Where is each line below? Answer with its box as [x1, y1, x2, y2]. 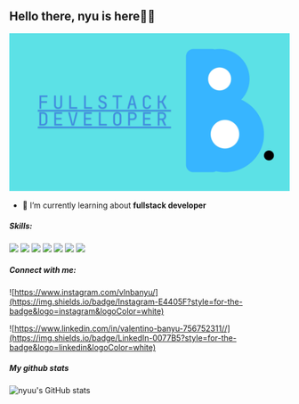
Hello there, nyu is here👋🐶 [9, 9, 156, 24]
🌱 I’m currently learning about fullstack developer [21, 200, 206, 210]
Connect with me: [9, 264, 77, 275]
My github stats [9, 362, 69, 373]
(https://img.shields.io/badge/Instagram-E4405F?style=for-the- [9, 296, 243, 308]
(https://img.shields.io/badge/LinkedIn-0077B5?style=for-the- [9, 333, 238, 343]
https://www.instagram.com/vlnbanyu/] [14, 287, 158, 298]
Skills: [9, 220, 33, 231]
